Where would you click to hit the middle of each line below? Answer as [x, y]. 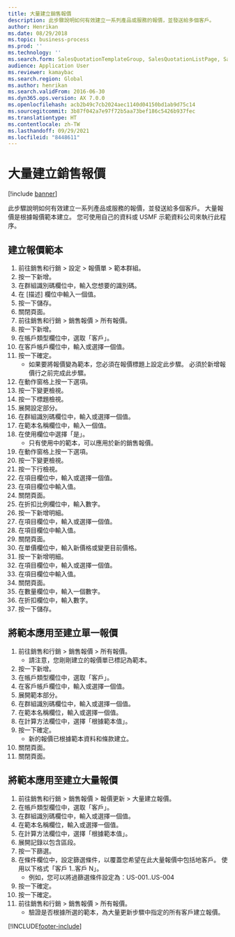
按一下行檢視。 [39, 469]
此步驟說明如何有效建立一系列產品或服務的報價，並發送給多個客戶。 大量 [113, 208]
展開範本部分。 [39, 695]
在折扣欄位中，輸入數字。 [55, 600]
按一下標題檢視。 [43, 399]
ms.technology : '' [35, 53]
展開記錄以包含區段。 [48, 842]
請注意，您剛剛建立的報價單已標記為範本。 [90, 660]
